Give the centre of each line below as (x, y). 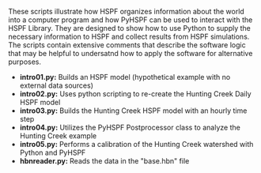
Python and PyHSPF (53, 152)
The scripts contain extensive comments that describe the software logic (127, 45)
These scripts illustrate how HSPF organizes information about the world (127, 11)
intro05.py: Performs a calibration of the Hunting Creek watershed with (136, 144)
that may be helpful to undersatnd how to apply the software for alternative (130, 53)
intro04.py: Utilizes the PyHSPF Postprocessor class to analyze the (130, 127)
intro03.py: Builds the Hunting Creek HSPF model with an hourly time (133, 111)
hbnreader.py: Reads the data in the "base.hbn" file (104, 161)
